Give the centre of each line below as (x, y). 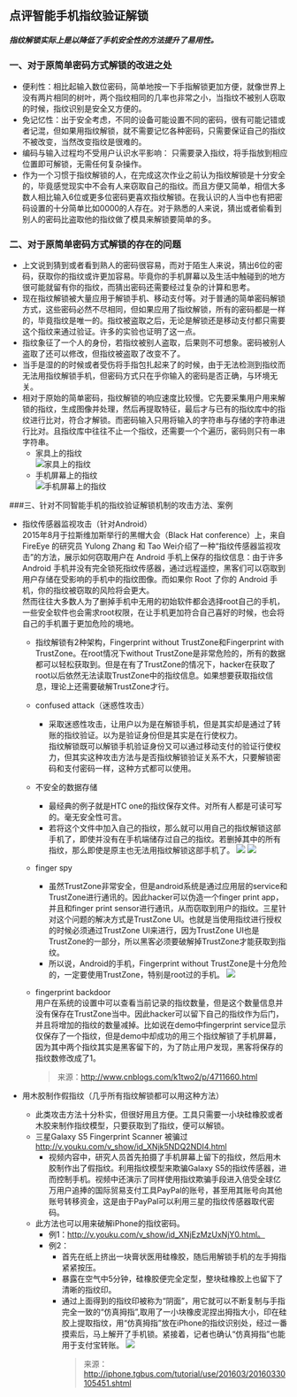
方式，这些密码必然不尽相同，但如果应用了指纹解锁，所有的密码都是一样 (153, 310)
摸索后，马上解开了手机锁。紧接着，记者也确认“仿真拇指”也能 (173, 1334)
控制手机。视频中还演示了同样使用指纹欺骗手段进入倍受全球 (165, 1179)
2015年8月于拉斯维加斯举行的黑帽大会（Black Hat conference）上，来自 (153, 535)
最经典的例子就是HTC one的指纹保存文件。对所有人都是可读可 (161, 806)
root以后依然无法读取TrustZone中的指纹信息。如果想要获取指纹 (150, 676)
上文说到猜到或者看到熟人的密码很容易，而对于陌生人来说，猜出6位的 (148, 265)
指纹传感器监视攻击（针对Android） (87, 524)
